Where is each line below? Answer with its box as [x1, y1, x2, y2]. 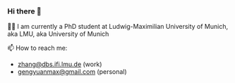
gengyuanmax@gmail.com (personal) [17, 68, 127, 76]
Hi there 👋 [7, 6, 42, 16]
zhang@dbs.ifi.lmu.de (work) [17, 60, 102, 69]
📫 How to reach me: [7, 44, 68, 52]
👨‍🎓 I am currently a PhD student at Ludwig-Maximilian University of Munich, [7, 23, 229, 31]
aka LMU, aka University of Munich [7, 30, 109, 38]
